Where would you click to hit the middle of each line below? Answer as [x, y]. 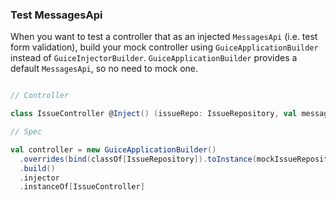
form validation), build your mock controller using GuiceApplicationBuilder [164, 47]
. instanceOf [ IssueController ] [82, 187]
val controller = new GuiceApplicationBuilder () [113, 149]
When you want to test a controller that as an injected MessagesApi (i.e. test [164, 37]
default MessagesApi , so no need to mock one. [104, 69]
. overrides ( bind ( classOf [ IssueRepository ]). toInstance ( [138, 159]
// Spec [26, 132]
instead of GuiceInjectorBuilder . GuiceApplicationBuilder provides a [154, 58]
